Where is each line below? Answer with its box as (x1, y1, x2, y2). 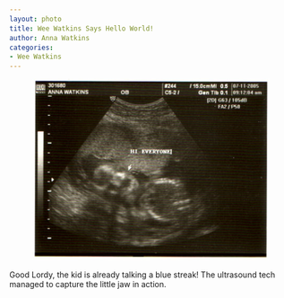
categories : (9, 43, 54, 52)
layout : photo (9, 14, 63, 23)
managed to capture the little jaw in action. (9, 279, 168, 290)
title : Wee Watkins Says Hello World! (9, 23, 154, 33)
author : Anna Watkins (9, 33, 90, 42)
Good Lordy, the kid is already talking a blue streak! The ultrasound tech (9, 269, 276, 280)
